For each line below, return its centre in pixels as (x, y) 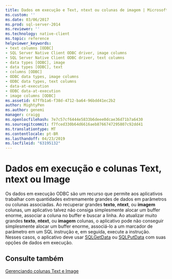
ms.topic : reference (27, 39)
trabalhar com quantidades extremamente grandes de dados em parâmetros (86, 199)
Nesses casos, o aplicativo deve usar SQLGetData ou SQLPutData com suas (86, 237)
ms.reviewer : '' (23, 29)
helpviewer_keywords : (28, 44)
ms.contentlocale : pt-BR (32, 134)
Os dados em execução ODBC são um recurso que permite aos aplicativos (84, 194)
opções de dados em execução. (39, 243)
